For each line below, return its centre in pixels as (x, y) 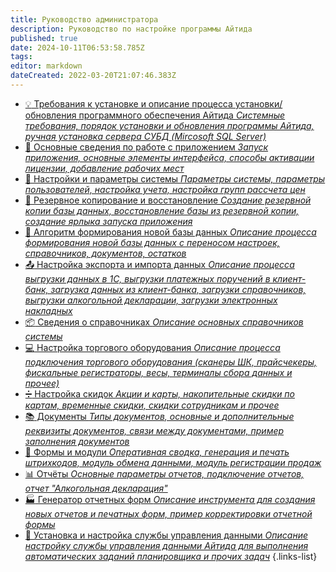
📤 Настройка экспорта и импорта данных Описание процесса (159, 264)
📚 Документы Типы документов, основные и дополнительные (159, 416)
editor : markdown (46, 66)
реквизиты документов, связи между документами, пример (154, 430)
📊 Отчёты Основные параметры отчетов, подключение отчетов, (164, 473)
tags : (21, 57)
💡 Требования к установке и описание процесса (128, 103)
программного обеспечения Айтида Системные (182, 115)
